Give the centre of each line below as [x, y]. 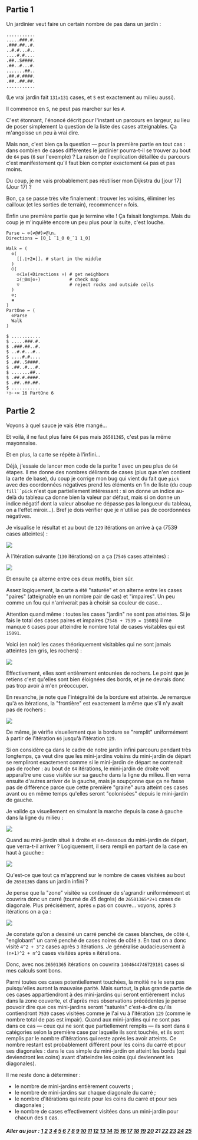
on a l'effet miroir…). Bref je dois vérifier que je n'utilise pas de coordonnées [98, 510]
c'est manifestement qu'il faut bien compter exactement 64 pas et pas [91, 163]
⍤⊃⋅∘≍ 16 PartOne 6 [30, 393]
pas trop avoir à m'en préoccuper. [47, 685]
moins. [14, 169]
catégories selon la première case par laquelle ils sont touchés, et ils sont [95, 1032]
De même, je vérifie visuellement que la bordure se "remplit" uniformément [97, 732]
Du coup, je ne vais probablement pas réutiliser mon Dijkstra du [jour [90, 180]
